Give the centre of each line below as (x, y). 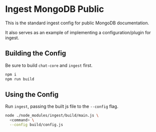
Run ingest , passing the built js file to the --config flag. (62, 106)
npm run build (20, 79)
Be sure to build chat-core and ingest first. (49, 65)
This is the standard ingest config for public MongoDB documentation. (77, 23)
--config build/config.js (37, 125)
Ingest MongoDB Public (55, 9)
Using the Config (32, 95)
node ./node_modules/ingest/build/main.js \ (52, 116)
